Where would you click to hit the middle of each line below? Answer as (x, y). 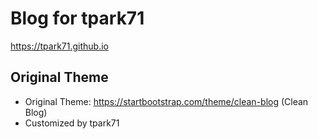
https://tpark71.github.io (60, 46)
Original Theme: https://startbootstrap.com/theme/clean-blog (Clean (166, 101)
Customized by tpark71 (72, 123)
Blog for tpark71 (77, 18)
